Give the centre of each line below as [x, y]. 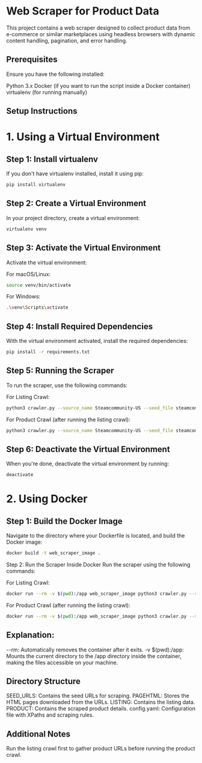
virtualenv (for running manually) [47, 92]
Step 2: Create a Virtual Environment [76, 203]
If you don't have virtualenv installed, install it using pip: [75, 174]
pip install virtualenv [36, 185]
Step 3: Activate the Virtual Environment [84, 248]
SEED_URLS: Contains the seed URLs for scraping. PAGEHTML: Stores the [98, 696]
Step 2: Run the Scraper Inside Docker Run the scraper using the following [98, 565]
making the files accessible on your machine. [62, 662]
